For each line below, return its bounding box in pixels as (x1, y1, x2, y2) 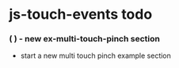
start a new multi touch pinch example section (20, 51, 171, 60)
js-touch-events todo (9, 5, 153, 23)
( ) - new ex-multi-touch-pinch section (9, 34, 161, 45)
